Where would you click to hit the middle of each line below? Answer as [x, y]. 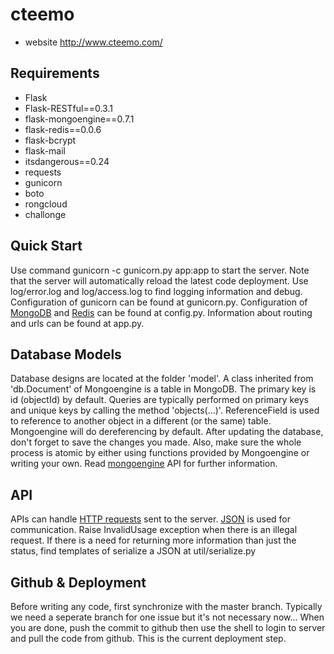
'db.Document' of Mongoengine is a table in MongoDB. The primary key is [163, 389]
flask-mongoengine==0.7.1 [79, 119]
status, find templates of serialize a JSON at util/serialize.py [133, 551]
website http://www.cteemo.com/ [93, 42]
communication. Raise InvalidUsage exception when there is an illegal [154, 530]
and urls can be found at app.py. [77, 323]
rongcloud [46, 204]
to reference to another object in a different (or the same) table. [141, 421]
